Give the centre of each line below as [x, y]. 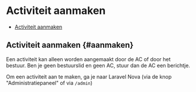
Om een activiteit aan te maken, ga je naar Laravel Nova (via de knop [89, 76]
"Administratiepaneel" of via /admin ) [49, 83]
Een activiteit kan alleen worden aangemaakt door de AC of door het [88, 59]
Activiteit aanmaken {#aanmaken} [70, 45]
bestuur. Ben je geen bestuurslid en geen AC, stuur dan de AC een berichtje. [98, 65]
